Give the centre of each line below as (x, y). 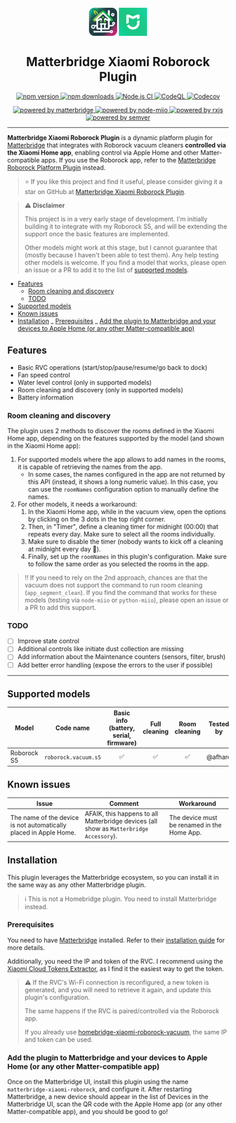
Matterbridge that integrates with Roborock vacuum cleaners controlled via (117, 145)
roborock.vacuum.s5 (73, 757)
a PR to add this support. (60, 608)
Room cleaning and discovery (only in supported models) (100, 390)
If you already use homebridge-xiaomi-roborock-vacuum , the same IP (125, 1032)
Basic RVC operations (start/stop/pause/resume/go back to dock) (112, 367)
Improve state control (48, 641)
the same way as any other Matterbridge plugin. (77, 885)
